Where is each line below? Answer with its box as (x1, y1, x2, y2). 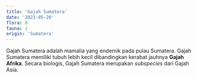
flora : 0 (6, 20, 28, 26)
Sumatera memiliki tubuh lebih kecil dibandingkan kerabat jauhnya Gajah (6, 54, 184, 61)
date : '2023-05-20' (6, 14, 55, 20)
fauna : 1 (6, 25, 28, 32)
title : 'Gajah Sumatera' (6, 8, 68, 15)
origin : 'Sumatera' (6, 31, 55, 37)
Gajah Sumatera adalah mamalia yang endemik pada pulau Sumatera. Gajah (6, 47, 192, 54)
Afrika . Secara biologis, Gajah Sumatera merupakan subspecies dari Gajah (6, 60, 189, 67)
